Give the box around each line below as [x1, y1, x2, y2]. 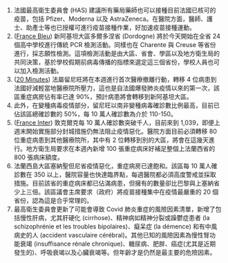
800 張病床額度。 [13, 153, 64, 161]
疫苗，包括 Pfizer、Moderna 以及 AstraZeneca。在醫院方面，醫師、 [13, 15, 207, 23]
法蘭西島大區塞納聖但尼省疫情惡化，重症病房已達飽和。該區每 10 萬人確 [13, 162, 218, 170]
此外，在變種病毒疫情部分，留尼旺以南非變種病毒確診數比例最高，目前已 [13, 101, 220, 109]
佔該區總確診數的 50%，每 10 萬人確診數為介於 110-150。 [13, 110, 178, 118]
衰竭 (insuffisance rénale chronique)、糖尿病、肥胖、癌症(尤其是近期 [19, 239, 216, 248]
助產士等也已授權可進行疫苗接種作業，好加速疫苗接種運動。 [26, 24, 196, 31]
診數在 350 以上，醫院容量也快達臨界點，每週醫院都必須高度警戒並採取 [13, 170, 216, 179]
